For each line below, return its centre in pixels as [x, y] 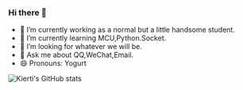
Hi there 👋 [28, 13]
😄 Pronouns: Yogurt [53, 63]
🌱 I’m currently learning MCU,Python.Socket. [93, 38]
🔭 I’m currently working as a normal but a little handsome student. [127, 30]
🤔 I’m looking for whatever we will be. [81, 47]
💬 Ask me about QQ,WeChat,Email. [76, 55]
